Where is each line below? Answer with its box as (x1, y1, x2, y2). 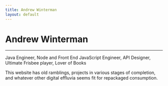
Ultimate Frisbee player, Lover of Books (5, 60, 86, 66)
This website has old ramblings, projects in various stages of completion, (5, 69, 156, 75)
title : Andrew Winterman (5, 7, 57, 12)
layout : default (5, 12, 39, 17)
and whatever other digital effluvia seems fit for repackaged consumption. (5, 75, 158, 81)
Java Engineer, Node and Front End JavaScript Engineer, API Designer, (5, 54, 151, 60)
